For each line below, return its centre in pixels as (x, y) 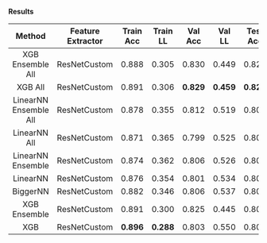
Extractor (85, 41)
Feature (85, 31)
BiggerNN (31, 191)
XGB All (31, 87)
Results (21, 12)
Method (31, 36)
